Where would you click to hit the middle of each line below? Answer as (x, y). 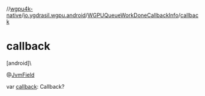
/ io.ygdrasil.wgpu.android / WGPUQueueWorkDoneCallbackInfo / (101, 15)
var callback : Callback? (36, 86)
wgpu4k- (22, 9)
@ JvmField (20, 75)
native (14, 15)
